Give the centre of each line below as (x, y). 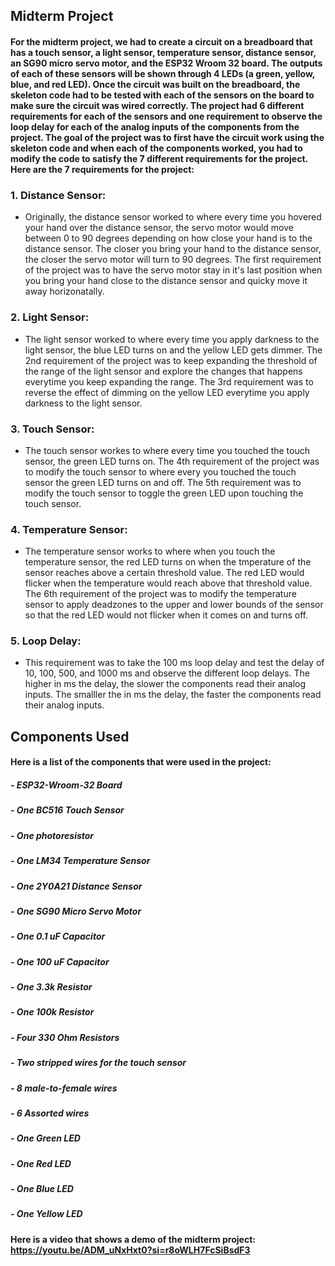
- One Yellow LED (46, 1214)
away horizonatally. (64, 291)
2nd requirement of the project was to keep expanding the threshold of (171, 360)
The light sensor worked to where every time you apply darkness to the (172, 339)
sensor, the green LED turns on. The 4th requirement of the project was (172, 461)
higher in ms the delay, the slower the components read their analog (165, 684)
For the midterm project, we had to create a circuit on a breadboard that (161, 41)
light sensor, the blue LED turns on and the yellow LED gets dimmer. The (173, 350)
